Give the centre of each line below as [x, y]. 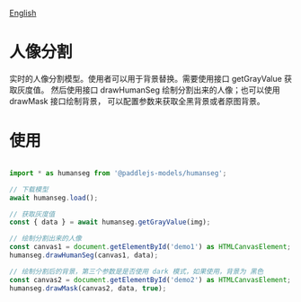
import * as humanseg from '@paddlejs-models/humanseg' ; [118, 173]
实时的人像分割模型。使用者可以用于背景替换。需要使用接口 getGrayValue [146, 78]
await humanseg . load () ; [54, 198]
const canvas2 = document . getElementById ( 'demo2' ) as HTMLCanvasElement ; [150, 280]
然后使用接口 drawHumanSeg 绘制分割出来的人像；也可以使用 [165, 90]
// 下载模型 [29, 189]
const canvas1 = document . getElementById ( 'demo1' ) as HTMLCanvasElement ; [150, 247]
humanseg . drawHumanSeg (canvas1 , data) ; [84, 255]
